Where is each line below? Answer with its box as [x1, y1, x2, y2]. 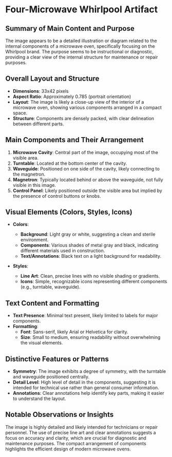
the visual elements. [20, 340, 63, 346]
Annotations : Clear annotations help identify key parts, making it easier [12, 390, 164, 396]
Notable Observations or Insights [5, 410, 114, 419]
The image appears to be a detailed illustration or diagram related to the [5, 37, 158, 44]
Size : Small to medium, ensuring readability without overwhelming [20, 334, 161, 340]
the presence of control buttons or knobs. [12, 193, 101, 199]
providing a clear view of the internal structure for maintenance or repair [5, 54, 158, 60]
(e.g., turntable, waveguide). [20, 284, 81, 290]
